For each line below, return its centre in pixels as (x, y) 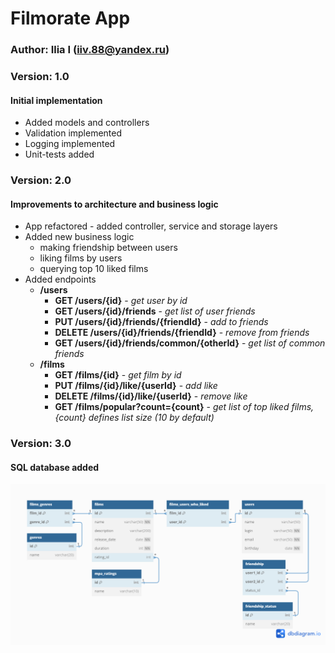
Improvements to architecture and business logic (114, 204)
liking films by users (81, 258)
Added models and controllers (87, 123)
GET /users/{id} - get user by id (121, 301)
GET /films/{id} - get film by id (118, 375)
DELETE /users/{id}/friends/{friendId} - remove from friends (182, 333)
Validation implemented (73, 133)
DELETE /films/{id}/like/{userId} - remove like (151, 396)
